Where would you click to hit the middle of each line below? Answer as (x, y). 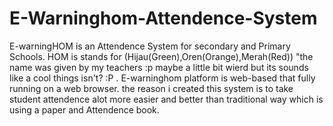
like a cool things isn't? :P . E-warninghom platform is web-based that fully (162, 78)
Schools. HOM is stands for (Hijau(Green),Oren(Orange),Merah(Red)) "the (161, 56)
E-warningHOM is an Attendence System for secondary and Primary (150, 46)
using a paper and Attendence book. (84, 109)
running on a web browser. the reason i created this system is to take (151, 88)
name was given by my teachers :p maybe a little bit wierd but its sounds (159, 67)
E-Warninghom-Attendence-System (163, 18)
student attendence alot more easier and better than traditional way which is (166, 99)
